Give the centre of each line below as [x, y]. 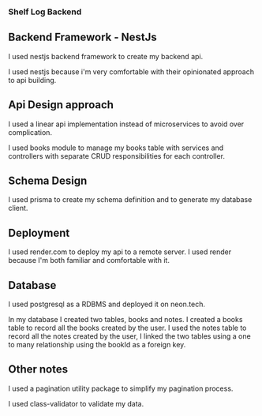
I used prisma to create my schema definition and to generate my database [130, 200]
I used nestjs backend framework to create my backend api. [106, 56]
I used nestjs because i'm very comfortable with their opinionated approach [131, 71]
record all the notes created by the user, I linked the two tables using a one [129, 336]
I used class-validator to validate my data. [76, 403]
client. [18, 208]
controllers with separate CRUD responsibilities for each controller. [116, 156]
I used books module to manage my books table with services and [116, 148]
